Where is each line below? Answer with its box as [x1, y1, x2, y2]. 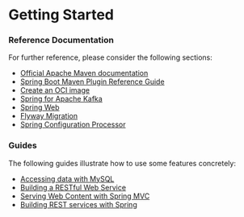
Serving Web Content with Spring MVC [19, 191, 150, 201]
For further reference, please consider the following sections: [8, 52, 212, 62]
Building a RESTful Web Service [19, 182, 127, 192]
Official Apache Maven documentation [19, 69, 149, 78]
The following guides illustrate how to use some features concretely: [8, 158, 237, 168]
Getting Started [8, 6, 115, 24]
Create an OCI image [19, 86, 90, 95]
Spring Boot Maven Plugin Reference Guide [19, 77, 165, 86]
